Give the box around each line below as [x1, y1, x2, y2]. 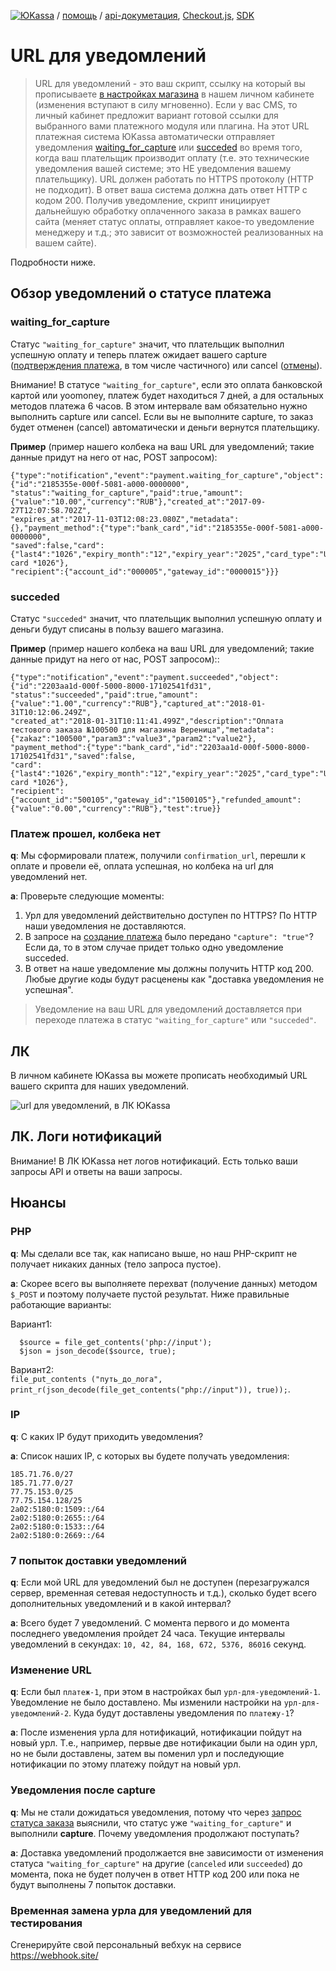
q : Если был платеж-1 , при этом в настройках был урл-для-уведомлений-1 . [10, 1686, 321, 1698]
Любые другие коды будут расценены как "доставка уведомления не [24, 973, 325, 985]
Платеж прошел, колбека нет [10, 826, 161, 840]
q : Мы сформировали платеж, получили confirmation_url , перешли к [10, 850, 306, 862]
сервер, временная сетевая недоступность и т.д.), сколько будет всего [10, 1587, 318, 1599]
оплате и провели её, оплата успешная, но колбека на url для [10, 860, 274, 872]
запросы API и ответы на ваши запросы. [10, 1165, 183, 1177]
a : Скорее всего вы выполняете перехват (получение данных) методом [10, 1277, 318, 1289]
